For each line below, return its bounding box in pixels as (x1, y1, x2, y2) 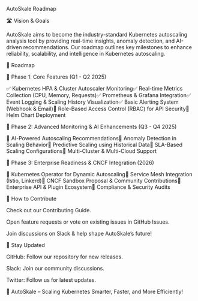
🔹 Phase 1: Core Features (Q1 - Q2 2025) (6, 73, 107, 80)
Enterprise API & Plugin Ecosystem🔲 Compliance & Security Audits (6, 183, 171, 191)
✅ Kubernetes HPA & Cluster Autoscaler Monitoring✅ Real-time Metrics (6, 85, 183, 92)
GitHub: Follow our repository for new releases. (6, 253, 123, 260)
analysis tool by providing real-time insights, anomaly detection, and (6, 37, 175, 44)
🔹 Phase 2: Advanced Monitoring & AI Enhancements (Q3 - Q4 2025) (6, 123, 177, 130)
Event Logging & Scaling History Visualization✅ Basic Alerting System (6, 98, 179, 106)
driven (6, 44, 22, 50)
